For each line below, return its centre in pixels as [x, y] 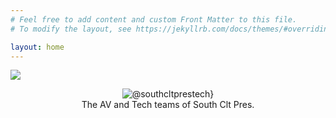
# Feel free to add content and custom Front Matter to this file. [154, 19]
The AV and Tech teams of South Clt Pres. [168, 105]
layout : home [37, 47]
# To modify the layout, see [71, 29]
